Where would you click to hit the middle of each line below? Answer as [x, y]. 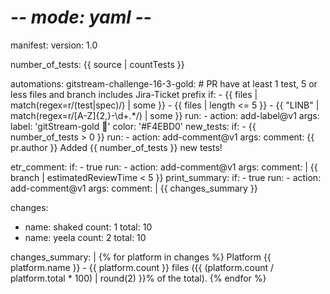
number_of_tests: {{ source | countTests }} [97, 64]
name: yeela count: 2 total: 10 [85, 237]
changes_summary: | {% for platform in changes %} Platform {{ [141, 257]
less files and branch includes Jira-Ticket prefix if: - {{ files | [134, 94]
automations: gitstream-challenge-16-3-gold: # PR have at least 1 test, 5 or [164, 83]
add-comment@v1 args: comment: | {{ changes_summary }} [134, 188]
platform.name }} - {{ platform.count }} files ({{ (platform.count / [142, 267]
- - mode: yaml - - [81, 17]
